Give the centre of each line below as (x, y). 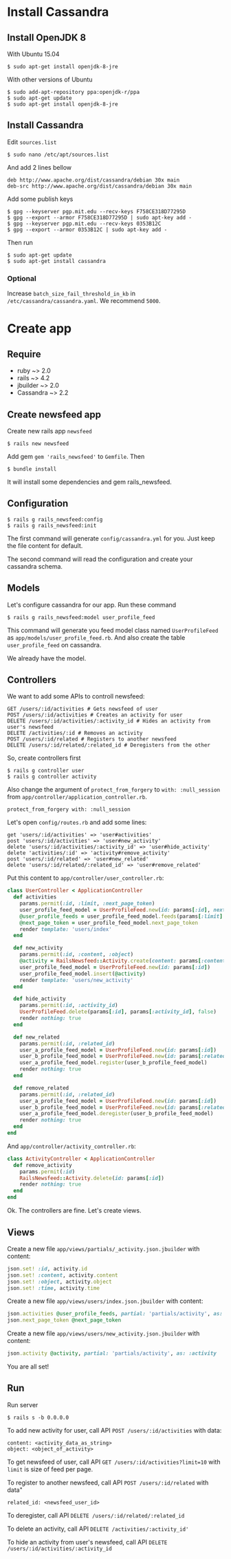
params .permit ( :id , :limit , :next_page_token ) (87, 904)
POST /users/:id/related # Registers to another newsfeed (92, 739)
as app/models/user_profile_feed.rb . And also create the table (96, 637)
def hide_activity (40, 999)
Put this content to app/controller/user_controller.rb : (86, 878)
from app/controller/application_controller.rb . (77, 797)
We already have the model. (47, 658)
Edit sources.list (32, 141)
